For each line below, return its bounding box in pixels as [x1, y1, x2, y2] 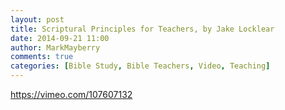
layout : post [10, 14, 65, 25]
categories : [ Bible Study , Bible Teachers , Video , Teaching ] [10, 61, 271, 71]
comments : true [10, 52, 74, 62]
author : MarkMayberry [10, 42, 101, 53]
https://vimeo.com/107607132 [10, 89, 133, 100]
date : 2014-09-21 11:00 [10, 33, 110, 43]
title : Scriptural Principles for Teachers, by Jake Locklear [10, 24, 275, 34]
